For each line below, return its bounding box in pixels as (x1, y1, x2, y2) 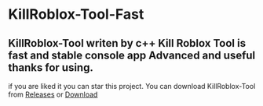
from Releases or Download (8, 90, 98, 99)
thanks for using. (8, 61, 94, 74)
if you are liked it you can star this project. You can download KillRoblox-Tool (8, 82, 256, 90)
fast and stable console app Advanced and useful (8, 48, 256, 62)
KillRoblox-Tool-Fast (8, 5, 144, 23)
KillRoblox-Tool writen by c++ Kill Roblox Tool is (8, 37, 246, 50)
